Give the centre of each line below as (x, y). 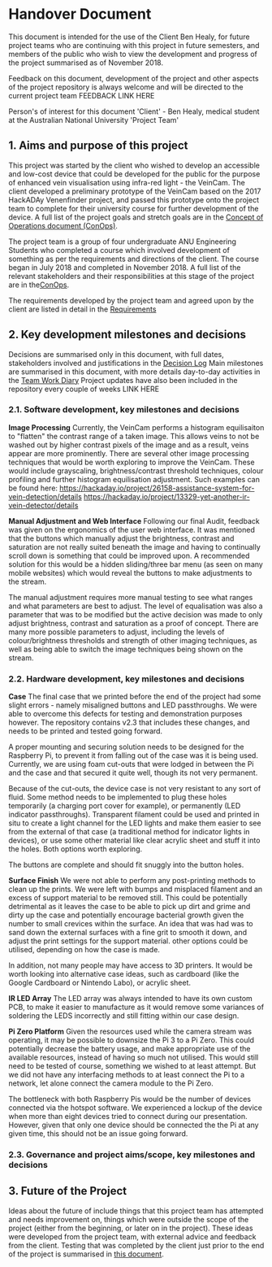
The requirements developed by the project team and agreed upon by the (131, 300)
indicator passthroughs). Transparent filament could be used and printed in (134, 815)
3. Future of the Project (68, 1191)
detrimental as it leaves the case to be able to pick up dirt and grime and (130, 907)
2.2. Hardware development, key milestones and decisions (127, 678)
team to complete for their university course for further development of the (134, 208)
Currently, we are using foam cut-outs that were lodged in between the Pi (131, 764)
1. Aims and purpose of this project (98, 146)
